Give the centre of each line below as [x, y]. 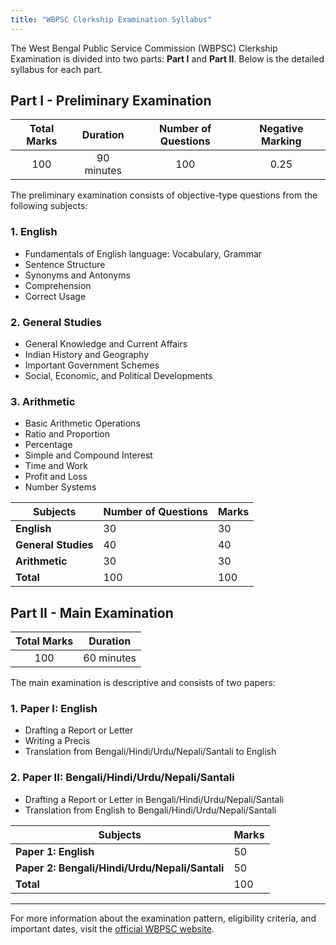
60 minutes [110, 658]
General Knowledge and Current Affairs [106, 344]
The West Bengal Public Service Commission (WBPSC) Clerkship [144, 48]
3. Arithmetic [43, 401]
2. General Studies [56, 322]
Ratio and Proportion [67, 434]
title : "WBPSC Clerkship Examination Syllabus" [111, 19]
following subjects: [49, 206]
